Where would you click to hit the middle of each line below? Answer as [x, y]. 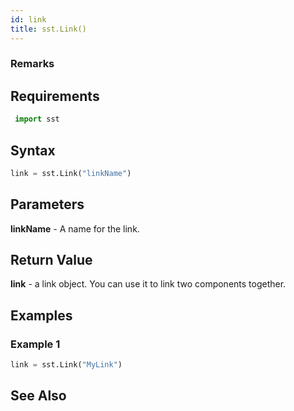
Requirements [55, 96]
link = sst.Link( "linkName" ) [71, 173]
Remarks [32, 64]
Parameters [47, 204]
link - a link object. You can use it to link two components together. [148, 284]
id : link [28, 19]
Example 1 [35, 344]
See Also [38, 396]
